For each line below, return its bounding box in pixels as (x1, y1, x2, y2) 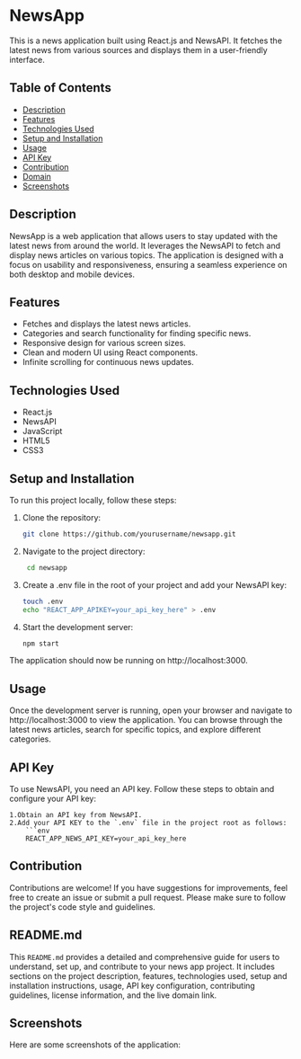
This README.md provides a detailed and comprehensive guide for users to (9, 951, 280, 962)
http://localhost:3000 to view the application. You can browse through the (9, 715, 283, 725)
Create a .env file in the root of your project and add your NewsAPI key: (22, 579, 288, 590)
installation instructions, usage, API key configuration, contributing (9, 980, 256, 991)
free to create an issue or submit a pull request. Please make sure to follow (9, 892, 286, 903)
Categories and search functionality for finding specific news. (22, 328, 252, 339)
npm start (22, 639, 60, 648)
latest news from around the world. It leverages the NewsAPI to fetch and (9, 240, 281, 251)
